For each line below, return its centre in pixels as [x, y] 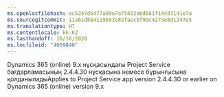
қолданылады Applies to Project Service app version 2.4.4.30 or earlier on [112, 79]
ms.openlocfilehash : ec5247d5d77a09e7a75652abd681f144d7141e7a [100, 13]
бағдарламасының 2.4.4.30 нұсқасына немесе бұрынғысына [97, 72]
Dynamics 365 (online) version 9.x [56, 86]
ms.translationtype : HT [41, 26]
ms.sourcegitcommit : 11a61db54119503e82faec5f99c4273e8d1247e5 [100, 20]
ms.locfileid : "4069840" [43, 45]
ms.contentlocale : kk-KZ [43, 32]
